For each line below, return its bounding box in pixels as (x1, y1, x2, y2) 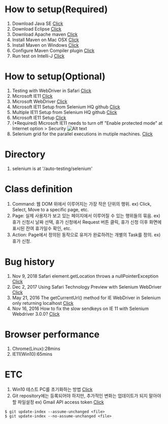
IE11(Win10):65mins (12, 351, 53, 357)
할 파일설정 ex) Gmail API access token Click (12, 399, 105, 405)
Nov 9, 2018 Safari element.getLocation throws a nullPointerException (12, 273, 158, 279)
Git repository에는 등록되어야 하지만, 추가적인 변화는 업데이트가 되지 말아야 (12, 392, 161, 399)
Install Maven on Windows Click (12, 42, 79, 48)
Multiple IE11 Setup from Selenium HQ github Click (12, 109, 117, 115)
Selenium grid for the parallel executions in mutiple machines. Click (12, 131, 153, 137)
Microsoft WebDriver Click (12, 98, 68, 104)
